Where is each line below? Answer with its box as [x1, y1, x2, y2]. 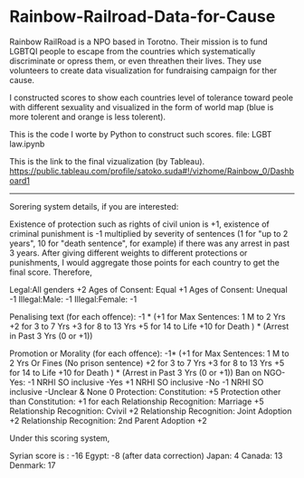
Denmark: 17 [9, 459, 56, 471]
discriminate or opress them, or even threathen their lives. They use [9, 55, 262, 66]
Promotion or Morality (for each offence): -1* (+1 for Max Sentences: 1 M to [9, 348, 290, 359]
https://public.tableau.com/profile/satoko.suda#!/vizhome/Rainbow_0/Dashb [9, 165, 295, 176]
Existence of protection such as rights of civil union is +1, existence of [9, 219, 270, 230]
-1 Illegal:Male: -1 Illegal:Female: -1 [9, 294, 138, 305]
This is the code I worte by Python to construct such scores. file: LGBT [9, 128, 272, 139]
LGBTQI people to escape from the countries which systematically [9, 45, 256, 56]
